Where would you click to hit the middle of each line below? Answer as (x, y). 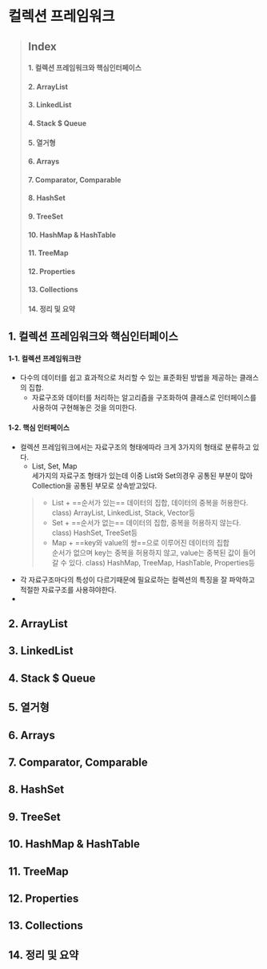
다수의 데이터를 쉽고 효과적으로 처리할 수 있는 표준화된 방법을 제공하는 (129, 378)
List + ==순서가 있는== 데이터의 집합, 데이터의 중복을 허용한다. (150, 502)
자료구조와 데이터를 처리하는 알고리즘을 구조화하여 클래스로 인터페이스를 (144, 398)
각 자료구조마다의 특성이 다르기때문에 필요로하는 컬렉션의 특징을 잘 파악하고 (137, 579)
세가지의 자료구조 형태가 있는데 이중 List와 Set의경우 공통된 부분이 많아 (142, 475)
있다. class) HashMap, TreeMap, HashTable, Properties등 (162, 562)
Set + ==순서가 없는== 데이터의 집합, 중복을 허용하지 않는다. (146, 522)
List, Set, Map (54, 466)
